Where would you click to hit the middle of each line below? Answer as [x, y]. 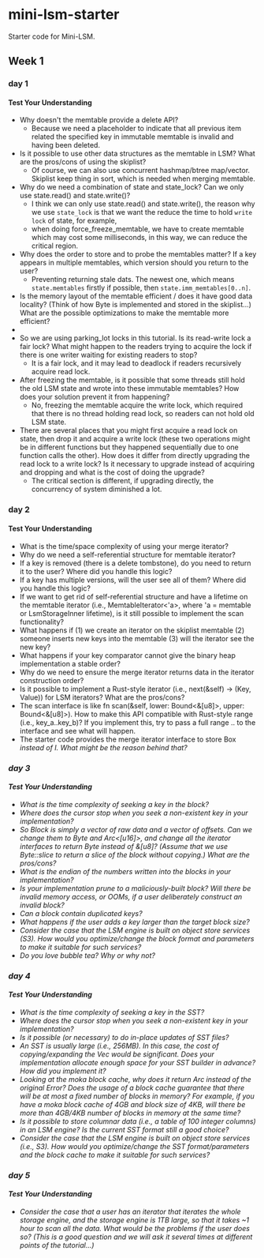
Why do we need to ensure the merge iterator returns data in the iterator [137, 672]
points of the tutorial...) [57, 1245]
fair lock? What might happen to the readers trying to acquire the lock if [136, 347]
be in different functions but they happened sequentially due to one [129, 447]
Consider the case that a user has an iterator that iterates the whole [130, 1211]
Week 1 [26, 61]
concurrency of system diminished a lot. [97, 489]
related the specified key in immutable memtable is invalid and [132, 137]
